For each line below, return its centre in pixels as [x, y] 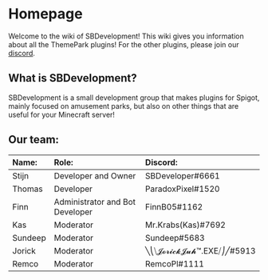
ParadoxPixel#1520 [182, 189]
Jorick [24, 250]
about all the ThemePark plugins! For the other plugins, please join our [124, 44]
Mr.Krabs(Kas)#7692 [185, 225]
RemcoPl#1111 [175, 263]
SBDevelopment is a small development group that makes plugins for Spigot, [134, 98]
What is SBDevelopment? [73, 78]
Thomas [28, 189]
